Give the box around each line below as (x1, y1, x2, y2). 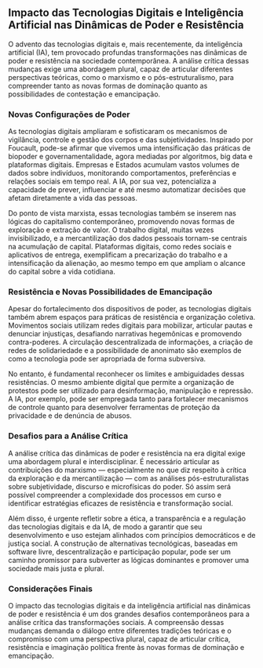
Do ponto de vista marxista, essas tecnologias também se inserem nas (8, 209, 237, 218)
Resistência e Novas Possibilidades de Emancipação (8, 286, 213, 297)
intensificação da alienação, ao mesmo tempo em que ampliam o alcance (8, 259, 246, 268)
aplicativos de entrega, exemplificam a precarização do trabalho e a (8, 250, 228, 260)
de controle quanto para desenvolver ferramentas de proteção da (8, 403, 221, 412)
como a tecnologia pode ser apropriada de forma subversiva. (8, 354, 206, 364)
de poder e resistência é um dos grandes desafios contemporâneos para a (8, 609, 250, 619)
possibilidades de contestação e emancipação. (8, 89, 161, 99)
